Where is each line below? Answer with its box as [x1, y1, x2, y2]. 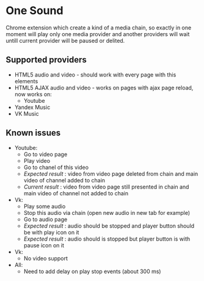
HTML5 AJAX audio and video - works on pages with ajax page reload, [14, 84, 194, 91]
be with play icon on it [23, 228, 79, 236]
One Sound [5, 4, 64, 18]
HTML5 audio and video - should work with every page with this [14, 71, 177, 78]
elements [14, 77, 38, 84]
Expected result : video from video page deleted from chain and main [23, 170, 199, 178]
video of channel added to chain [23, 176, 105, 184]
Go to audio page [23, 215, 68, 223]
